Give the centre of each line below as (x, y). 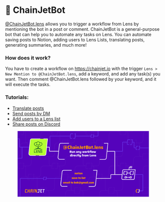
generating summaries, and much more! (46, 45)
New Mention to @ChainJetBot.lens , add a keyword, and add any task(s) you (83, 74)
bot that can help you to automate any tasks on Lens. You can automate (78, 34)
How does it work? (28, 58)
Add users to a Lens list (36, 119)
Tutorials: (17, 97)
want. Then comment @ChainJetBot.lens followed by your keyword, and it (81, 79)
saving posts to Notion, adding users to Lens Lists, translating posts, (75, 40)
